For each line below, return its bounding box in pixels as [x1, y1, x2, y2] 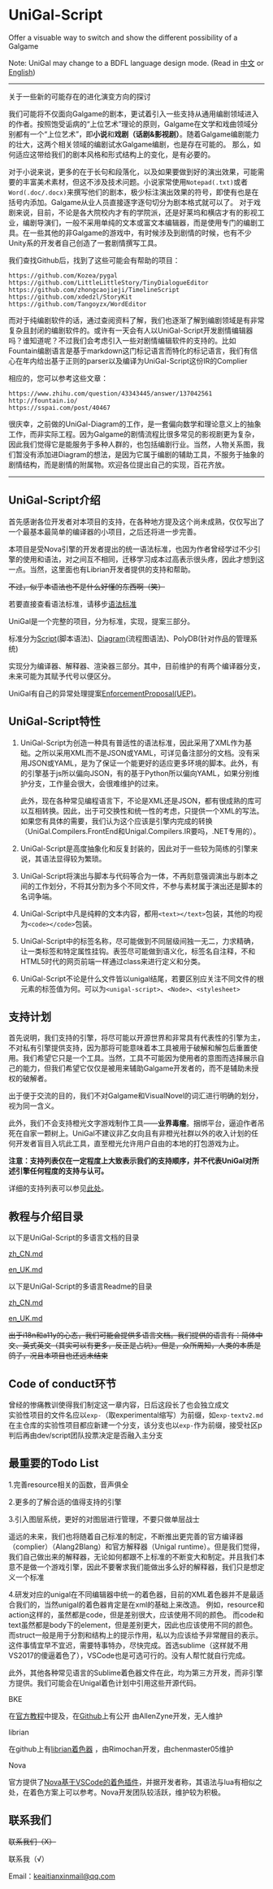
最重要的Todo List [8, 1456, 99, 1470]
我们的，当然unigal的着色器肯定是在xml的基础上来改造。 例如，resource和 [15, 1599, 265, 1609]
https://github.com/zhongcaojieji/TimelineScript [8, 286, 180, 294]
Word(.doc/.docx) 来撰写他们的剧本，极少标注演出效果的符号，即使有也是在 [8, 187, 259, 197]
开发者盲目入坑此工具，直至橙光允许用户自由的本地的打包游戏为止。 [15, 1139, 244, 1149]
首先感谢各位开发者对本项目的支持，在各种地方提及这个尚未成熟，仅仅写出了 [8, 517, 265, 526]
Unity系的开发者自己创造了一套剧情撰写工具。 [8, 238, 162, 247]
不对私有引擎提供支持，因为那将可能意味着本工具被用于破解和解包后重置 [8, 1043, 250, 1053]
